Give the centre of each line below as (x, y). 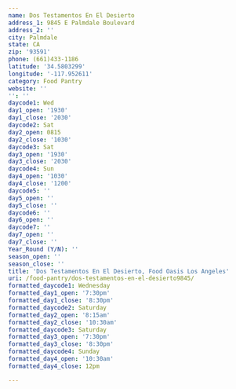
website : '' (27, 88)
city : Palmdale (33, 37)
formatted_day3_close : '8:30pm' (61, 344)
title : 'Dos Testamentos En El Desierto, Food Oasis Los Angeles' (119, 271)
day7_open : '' (31, 235)
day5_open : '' (31, 198)
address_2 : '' (31, 30)
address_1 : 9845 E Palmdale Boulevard (71, 23)
